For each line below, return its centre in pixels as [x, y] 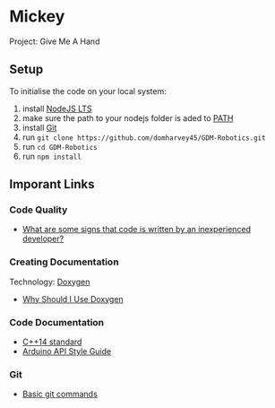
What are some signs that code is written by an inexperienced [137, 230]
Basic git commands [60, 394]
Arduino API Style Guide [67, 352]
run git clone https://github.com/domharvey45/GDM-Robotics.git [144, 137]
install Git [39, 127]
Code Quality [39, 210]
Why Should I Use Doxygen [73, 299]
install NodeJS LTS [57, 109]
